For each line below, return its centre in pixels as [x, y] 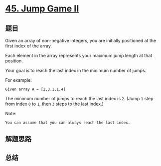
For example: [19, 80]
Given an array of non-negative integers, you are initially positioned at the [81, 41]
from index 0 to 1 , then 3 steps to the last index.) [54, 104]
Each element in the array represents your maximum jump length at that [79, 56]
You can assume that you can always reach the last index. [68, 123]
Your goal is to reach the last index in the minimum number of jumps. [76, 71]
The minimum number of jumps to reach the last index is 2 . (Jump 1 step [79, 98]
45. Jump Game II [42, 9]
